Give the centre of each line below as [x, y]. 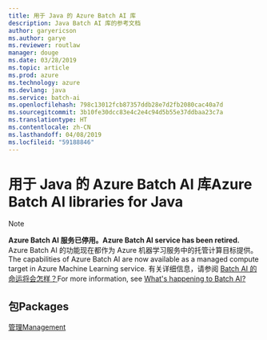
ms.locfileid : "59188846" [51, 142]
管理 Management [37, 327]
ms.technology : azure [44, 82]
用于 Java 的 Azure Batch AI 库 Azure [130, 184]
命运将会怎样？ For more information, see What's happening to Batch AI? [127, 279]
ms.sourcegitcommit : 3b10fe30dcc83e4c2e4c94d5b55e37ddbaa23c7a [116, 113]
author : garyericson [43, 30]
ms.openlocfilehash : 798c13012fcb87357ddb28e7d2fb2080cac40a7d [116, 105]
